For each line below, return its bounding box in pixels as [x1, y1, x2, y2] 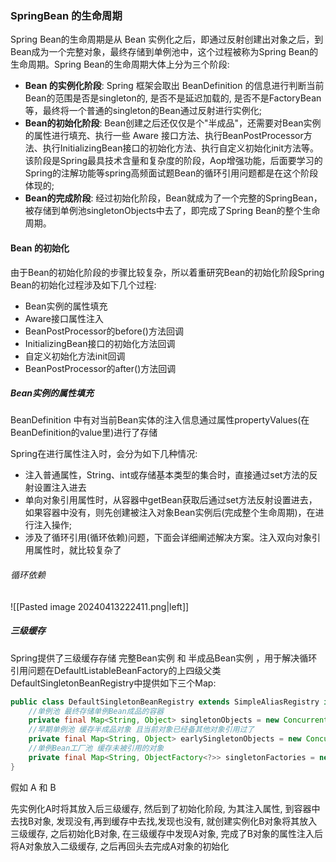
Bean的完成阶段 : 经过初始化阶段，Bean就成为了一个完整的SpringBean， [24, 192, 323, 204]
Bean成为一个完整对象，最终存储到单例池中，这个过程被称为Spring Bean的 [10, 46, 319, 58]
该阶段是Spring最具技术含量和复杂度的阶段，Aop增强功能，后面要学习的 [24, 155, 323, 167]
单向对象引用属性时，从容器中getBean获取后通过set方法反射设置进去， [24, 494, 318, 506]
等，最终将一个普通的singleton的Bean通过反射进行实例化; [24, 105, 262, 117]
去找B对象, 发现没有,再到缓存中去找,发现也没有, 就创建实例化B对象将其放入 [10, 815, 318, 827]
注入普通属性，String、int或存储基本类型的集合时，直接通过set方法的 [24, 469, 310, 481]
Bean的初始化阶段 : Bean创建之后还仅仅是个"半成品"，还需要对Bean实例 [24, 117, 322, 129]
